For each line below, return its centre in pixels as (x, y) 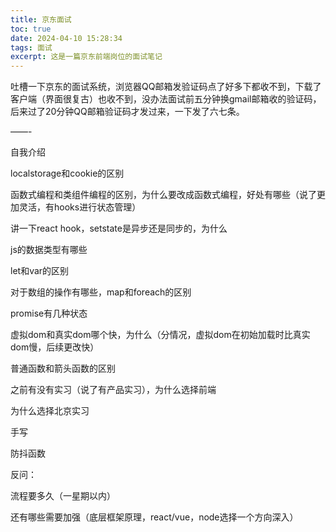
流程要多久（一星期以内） (63, 496)
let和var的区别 (40, 271)
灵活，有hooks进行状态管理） (80, 207)
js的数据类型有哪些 (49, 250)
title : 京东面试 (41, 19)
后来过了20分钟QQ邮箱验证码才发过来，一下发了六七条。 (127, 112)
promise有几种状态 (49, 313)
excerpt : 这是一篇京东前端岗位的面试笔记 (86, 57)
